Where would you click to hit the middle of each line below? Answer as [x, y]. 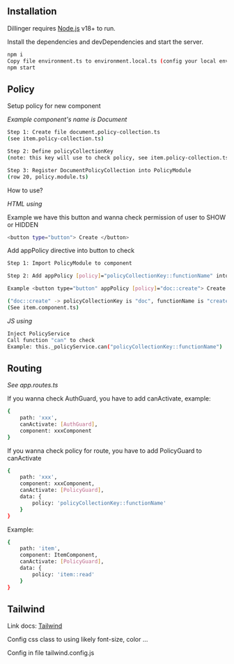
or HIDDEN [23, 224]
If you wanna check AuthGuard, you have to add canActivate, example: [109, 399]
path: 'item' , [40, 549]
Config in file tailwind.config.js [51, 653]
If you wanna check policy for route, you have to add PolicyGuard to [104, 450]
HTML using [25, 203]
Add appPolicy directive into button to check [71, 251]
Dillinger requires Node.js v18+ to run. [62, 28]
